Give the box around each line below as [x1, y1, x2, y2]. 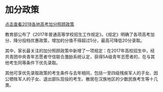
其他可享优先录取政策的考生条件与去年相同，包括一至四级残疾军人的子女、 [5, 70, 154, 76]
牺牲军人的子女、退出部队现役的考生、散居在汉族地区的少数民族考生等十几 [9, 76, 158, 82]
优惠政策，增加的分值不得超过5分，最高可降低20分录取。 [30, 37, 145, 43]
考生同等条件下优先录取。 [9, 60, 61, 66]
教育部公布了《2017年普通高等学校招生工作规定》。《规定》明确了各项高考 [5, 31, 150, 37]
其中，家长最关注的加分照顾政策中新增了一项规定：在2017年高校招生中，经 [5, 48, 155, 53]
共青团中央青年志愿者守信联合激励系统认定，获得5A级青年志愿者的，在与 [5, 53, 151, 59]
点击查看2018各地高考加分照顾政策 [5, 21, 74, 27]
